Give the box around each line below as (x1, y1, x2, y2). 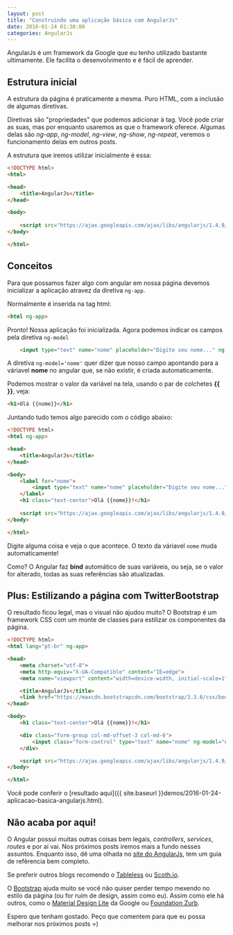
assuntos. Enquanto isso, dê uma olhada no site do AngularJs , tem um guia (7, 849, 222, 858)
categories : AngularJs (7, 29, 73, 37)
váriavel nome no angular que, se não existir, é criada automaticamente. (7, 366, 214, 375)
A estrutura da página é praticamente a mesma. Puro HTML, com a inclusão (7, 95, 224, 103)
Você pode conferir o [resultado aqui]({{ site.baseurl (7, 789, 157, 797)
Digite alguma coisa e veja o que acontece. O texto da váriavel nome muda (7, 542, 217, 550)
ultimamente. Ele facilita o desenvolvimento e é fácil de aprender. (7, 56, 193, 65)
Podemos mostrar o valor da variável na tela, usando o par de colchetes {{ (7, 380, 221, 388)
